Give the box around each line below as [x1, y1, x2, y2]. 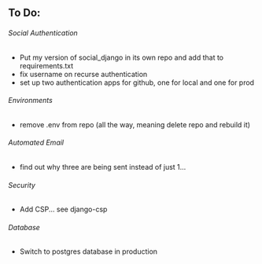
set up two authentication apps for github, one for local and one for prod [19, 78, 254, 87]
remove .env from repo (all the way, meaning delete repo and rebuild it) [19, 119, 250, 129]
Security [8, 180, 35, 189]
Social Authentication [8, 27, 79, 38]
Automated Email [8, 137, 65, 148]
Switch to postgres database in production [19, 247, 158, 256]
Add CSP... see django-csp [19, 204, 108, 214]
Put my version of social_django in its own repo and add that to [19, 53, 224, 62]
